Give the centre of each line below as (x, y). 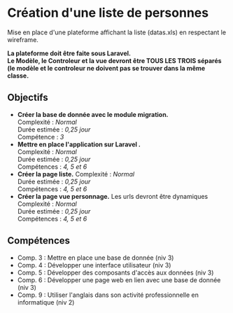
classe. (18, 76)
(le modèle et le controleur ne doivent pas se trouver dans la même (106, 68)
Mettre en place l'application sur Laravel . (79, 144)
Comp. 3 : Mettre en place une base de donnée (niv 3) (96, 258)
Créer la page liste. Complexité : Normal (76, 174)
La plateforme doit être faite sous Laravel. (69, 53)
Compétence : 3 (41, 137)
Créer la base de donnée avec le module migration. (93, 114)
